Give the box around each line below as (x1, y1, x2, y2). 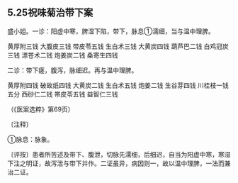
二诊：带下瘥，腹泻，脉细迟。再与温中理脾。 (7, 66, 138, 74)
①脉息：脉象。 (7, 135, 54, 143)
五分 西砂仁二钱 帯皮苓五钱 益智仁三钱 (7, 89, 118, 98)
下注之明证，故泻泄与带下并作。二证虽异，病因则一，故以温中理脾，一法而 (7, 159, 225, 167)
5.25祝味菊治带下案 (7, 6, 93, 19)
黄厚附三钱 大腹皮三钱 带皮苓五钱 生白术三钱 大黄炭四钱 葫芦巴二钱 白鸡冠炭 (7, 42, 229, 50)
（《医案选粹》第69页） (7, 105, 74, 113)
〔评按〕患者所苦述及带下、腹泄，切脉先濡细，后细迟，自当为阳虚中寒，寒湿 (7, 150, 231, 158)
